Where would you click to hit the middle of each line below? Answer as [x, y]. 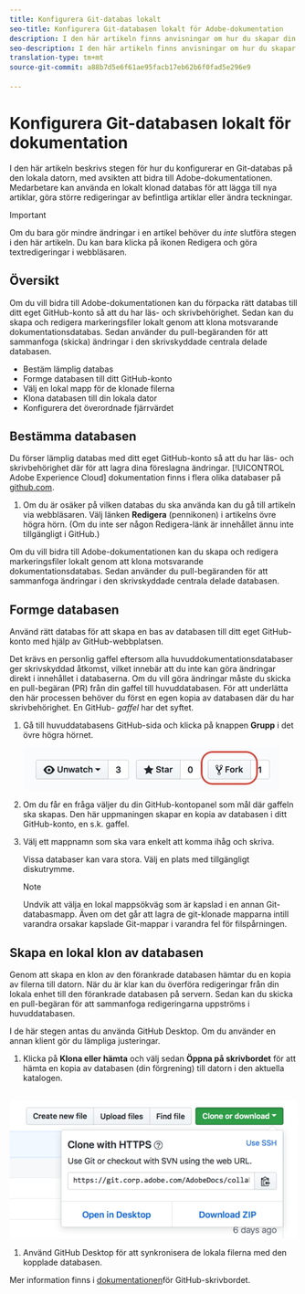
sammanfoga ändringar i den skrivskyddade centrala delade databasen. [145, 581]
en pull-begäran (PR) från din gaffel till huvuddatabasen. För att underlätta [149, 689]
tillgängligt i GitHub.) [61, 534]
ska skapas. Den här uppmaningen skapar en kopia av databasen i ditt [155, 815]
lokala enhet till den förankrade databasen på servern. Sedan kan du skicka [152, 994]
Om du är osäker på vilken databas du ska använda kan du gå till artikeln [159, 505]
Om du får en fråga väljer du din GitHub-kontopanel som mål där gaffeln [158, 805]
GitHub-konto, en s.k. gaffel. [76, 824]
